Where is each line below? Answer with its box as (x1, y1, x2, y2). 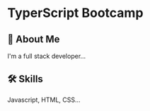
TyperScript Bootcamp (7, 5, 144, 21)
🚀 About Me (7, 33, 60, 45)
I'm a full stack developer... (7, 52, 86, 60)
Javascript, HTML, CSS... (7, 95, 81, 104)
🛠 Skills (7, 73, 44, 86)
